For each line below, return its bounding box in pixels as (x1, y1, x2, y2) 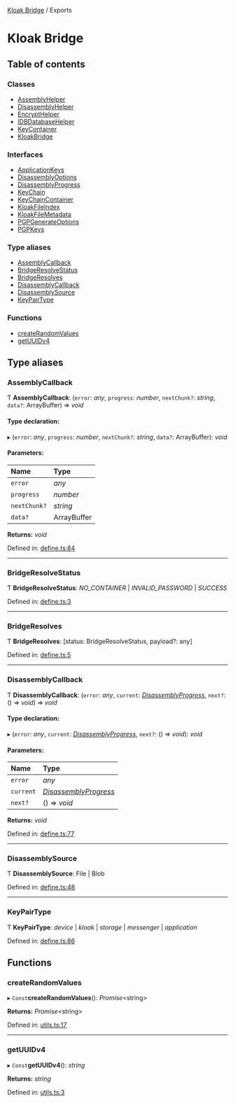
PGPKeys (17, 225, 45, 234)
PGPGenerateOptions (17, 218, 80, 226)
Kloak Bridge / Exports (7, 6, 72, 14)
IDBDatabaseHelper (17, 117, 75, 125)
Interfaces (7, 150, 43, 160)
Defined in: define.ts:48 (7, 883, 76, 892)
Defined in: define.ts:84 (7, 544, 76, 552)
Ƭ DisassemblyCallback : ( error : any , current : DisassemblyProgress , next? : (7, 691, 226, 699)
